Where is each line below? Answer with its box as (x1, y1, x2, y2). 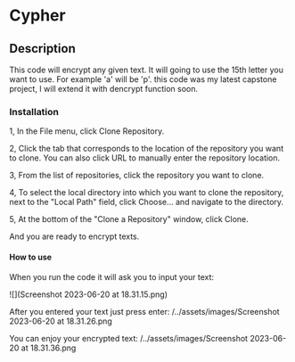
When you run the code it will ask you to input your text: (9, 271, 215, 282)
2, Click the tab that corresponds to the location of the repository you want (9, 144, 283, 154)
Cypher (9, 5, 66, 26)
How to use (9, 251, 52, 262)
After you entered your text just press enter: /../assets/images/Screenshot (9, 306, 280, 317)
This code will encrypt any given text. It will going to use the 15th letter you (9, 64, 283, 75)
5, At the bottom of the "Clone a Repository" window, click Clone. (9, 214, 249, 225)
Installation (9, 105, 60, 118)
